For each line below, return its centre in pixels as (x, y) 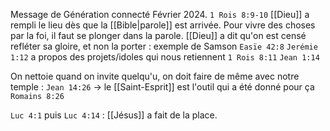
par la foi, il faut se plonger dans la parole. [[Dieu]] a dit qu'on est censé (158, 35)
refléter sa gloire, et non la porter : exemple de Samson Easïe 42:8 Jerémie (164, 46)
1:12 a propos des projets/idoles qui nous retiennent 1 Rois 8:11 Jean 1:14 (165, 57)
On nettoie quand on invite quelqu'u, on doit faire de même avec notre (155, 76)
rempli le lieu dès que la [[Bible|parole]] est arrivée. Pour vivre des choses (163, 25)
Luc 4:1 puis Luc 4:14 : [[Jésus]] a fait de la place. (114, 115)
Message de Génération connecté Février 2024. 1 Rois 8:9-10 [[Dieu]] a (160, 14)
